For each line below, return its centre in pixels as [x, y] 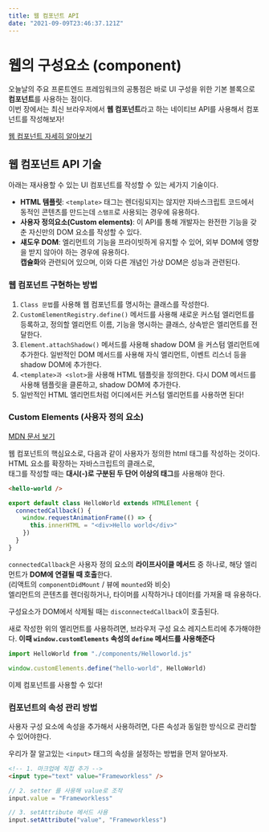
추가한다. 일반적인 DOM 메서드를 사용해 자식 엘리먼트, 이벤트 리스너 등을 [133, 354]
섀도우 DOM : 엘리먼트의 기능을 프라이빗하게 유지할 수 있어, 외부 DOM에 [132, 243]
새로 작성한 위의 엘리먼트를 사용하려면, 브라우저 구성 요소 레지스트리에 [118, 628]
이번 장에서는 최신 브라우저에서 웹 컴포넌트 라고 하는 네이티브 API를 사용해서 [126, 109]
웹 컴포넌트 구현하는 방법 [53, 285]
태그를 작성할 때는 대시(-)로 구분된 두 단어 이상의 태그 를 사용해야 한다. [116, 473]
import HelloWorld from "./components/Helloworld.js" [100, 654]
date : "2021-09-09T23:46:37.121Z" [66, 23]
